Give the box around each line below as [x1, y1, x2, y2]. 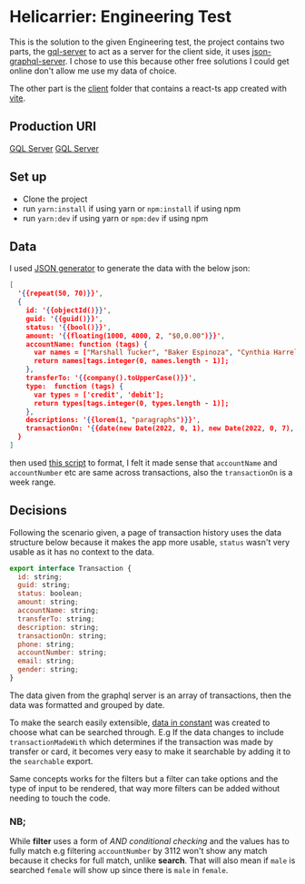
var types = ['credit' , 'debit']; [33, 390, 165, 399]
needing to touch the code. [9, 792, 111, 803]
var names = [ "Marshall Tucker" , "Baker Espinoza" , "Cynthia [33, 348, 271, 358]
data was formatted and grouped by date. [9, 699, 165, 710]
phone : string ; [17, 640, 75, 649]
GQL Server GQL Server [9, 142, 100, 153]
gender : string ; [17, 665, 79, 674]
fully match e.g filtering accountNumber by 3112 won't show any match [9, 846, 268, 857]
